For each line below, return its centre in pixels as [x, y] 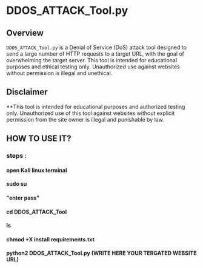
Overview [25, 33]
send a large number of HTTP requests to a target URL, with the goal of [95, 54]
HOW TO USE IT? [39, 139]
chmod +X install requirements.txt [51, 239]
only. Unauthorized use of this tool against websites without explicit [91, 113]
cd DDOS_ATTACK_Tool [37, 212]
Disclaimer [27, 92]
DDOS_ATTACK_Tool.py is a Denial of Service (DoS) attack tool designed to [96, 47]
